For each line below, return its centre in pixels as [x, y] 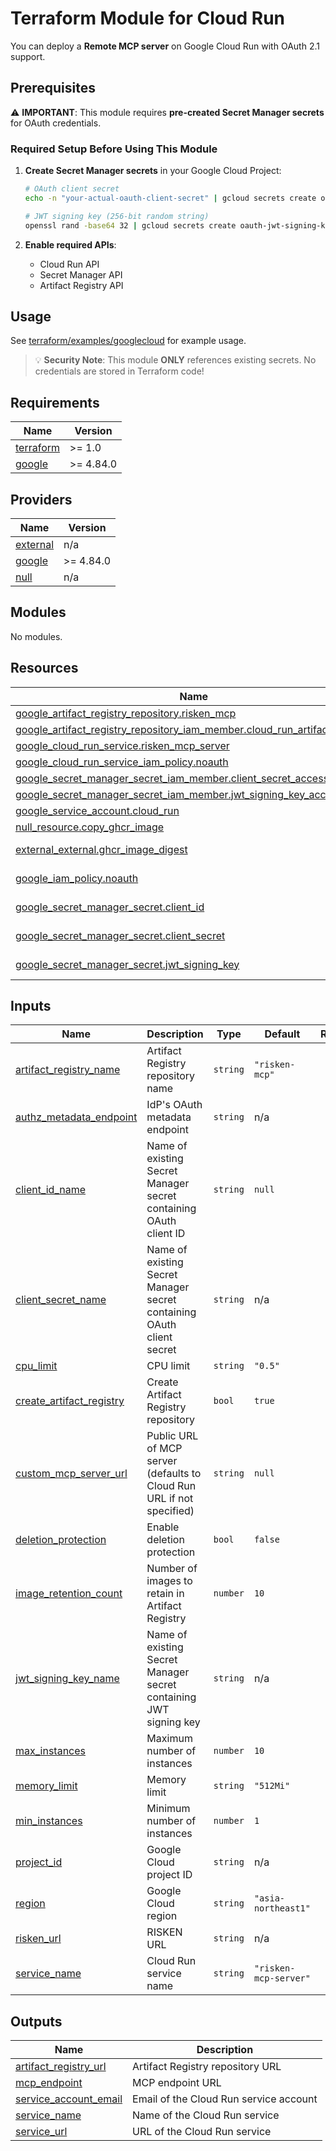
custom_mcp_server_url [71, 1474]
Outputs [36, 2021]
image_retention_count [69, 1594]
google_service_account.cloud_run [97, 810]
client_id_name [51, 1190]
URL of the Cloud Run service [202, 2132]
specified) [170, 1511]
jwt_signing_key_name [67, 1679]
